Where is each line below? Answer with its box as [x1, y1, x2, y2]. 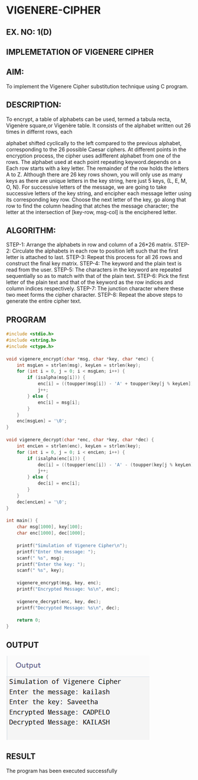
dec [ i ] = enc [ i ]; [37, 480, 81, 487]
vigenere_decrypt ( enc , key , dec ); [16, 598, 101, 605]
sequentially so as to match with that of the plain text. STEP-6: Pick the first [6, 273, 189, 280]
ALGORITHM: [6, 225, 56, 235]
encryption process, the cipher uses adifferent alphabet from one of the [6, 152, 181, 159]
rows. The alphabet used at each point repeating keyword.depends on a [6, 158, 181, 165]
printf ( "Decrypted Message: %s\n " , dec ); [16, 605, 120, 611]
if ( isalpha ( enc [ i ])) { [27, 455, 85, 461]
